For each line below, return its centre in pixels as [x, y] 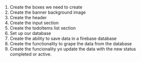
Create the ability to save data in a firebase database [63, 38]
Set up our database [30, 33]
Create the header [28, 17]
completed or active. [30, 54]
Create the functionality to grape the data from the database [71, 44]
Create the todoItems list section [43, 28]
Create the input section [34, 23]
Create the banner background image [48, 12]
